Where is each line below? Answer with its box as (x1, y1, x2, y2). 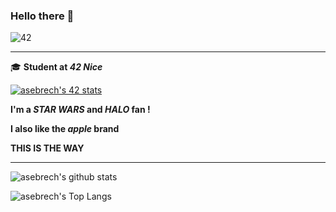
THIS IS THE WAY (10, 142, 85, 154)
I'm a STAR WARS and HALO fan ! (10, 104, 151, 116)
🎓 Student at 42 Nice (10, 61, 103, 73)
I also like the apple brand (10, 123, 120, 135)
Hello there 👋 (10, 9, 75, 23)
